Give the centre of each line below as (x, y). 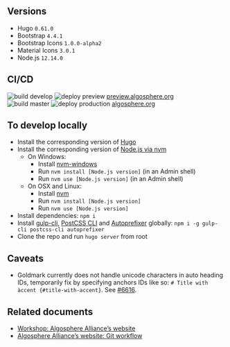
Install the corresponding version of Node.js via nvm (92, 149)
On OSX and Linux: (54, 186)
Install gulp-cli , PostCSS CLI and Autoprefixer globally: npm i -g (108, 223)
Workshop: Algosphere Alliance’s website (76, 328)
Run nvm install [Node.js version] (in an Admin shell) (117, 171)
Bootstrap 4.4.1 (40, 35)
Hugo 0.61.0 (35, 28)
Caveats (25, 259)
